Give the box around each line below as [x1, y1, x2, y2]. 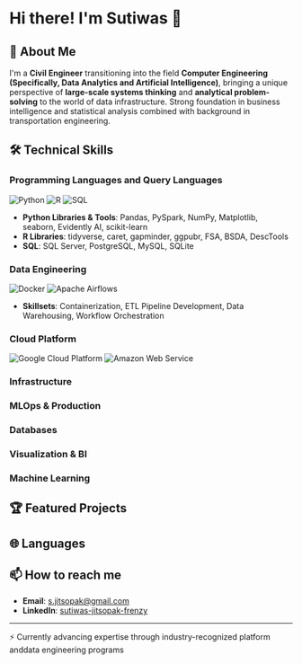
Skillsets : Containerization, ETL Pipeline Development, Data [22, 300, 244, 311]
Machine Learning [9, 472, 91, 484]
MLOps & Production [9, 400, 102, 412]
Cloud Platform [9, 332, 76, 345]
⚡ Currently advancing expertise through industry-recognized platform [9, 632, 271, 642]
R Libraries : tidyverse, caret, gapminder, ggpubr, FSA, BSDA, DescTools [22, 231, 289, 242]
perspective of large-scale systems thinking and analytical [9, 87, 233, 97]
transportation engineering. [9, 116, 111, 126]
